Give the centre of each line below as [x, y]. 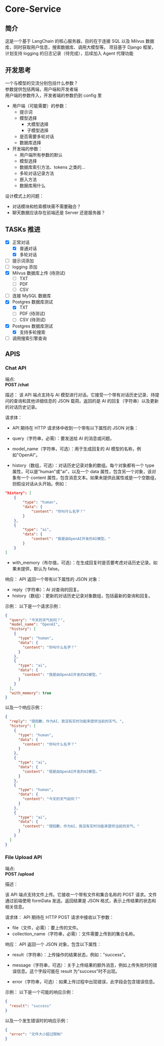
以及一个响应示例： [24, 707]
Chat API [16, 368]
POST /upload [20, 874]
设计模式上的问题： [24, 196]
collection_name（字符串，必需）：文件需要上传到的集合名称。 [75, 934]
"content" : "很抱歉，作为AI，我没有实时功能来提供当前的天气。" [81, 826]
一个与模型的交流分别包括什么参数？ [42, 83]
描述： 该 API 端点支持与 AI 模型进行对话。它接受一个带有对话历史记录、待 [80, 395]
